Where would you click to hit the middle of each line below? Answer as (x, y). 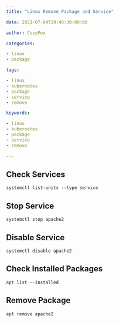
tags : (13, 70)
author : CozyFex (26, 33)
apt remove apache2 (30, 314)
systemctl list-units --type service (52, 188)
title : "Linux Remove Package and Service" (60, 11)
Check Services (36, 174)
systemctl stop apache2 (35, 220)
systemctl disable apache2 (39, 251)
